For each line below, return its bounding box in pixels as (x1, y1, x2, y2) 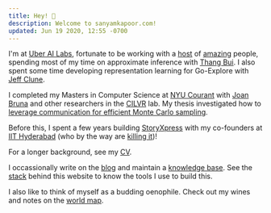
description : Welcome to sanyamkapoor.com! (8, 19, 157, 27)
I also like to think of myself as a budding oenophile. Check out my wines (8, 187, 251, 197)
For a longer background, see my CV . (8, 147, 132, 157)
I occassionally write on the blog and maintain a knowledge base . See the (8, 163, 252, 173)
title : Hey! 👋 (8, 11, 56, 20)
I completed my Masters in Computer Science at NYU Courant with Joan (8, 90, 249, 100)
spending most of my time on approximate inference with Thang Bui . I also (8, 57, 256, 67)
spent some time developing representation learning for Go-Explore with (8, 66, 249, 76)
